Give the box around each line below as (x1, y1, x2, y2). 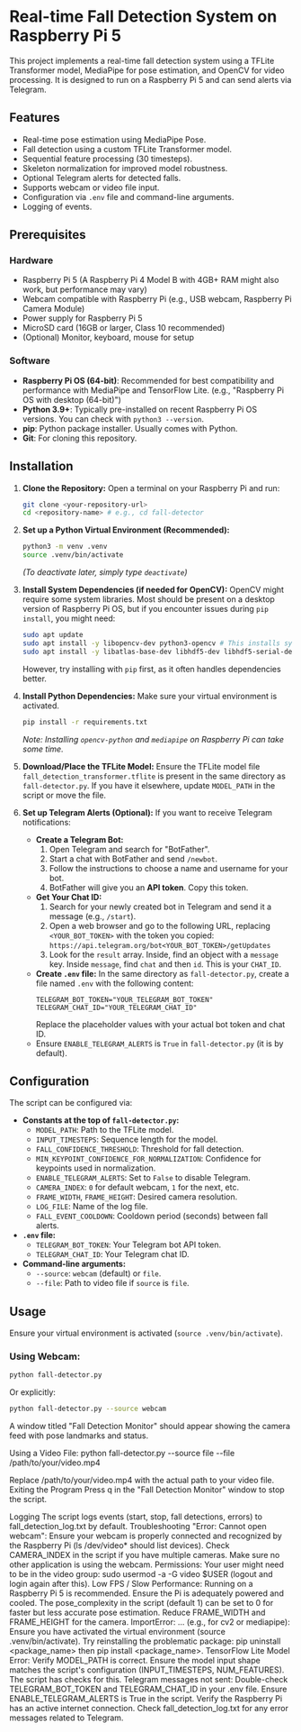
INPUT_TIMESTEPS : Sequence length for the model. (35, 1134, 218, 1145)
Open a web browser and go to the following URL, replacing (49, 920, 271, 931)
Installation (9, 459, 74, 474)
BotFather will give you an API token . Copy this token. (49, 881, 249, 893)
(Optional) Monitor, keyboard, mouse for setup (22, 332, 195, 343)
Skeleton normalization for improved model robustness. (22, 162, 228, 173)
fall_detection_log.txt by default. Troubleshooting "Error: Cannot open (9, 1521, 267, 1532)
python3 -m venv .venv (22, 542, 108, 552)
